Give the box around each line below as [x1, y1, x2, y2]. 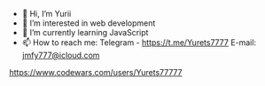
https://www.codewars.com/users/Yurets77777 [9, 67, 183, 77]
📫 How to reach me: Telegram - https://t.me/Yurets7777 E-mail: [21, 37, 257, 48]
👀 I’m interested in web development [21, 18, 156, 28]
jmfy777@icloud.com [21, 50, 100, 60]
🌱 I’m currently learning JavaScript [21, 27, 149, 37]
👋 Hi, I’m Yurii [21, 9, 72, 19]
